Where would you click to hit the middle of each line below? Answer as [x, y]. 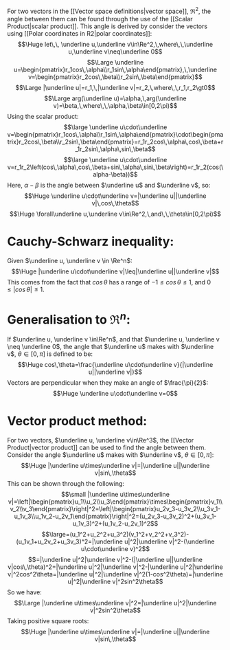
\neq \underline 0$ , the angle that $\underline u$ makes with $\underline [111, 346]
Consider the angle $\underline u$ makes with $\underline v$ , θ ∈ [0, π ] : [111, 455]
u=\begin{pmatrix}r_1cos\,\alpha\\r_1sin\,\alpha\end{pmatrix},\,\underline [115, 69]
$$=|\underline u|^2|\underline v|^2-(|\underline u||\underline [115, 559]
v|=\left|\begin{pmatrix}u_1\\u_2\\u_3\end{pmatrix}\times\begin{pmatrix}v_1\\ [115, 502]
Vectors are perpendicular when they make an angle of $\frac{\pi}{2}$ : [108, 382]
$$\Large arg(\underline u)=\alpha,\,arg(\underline [115, 98]
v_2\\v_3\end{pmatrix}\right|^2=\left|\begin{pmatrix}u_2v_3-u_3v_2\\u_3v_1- [115, 508]
